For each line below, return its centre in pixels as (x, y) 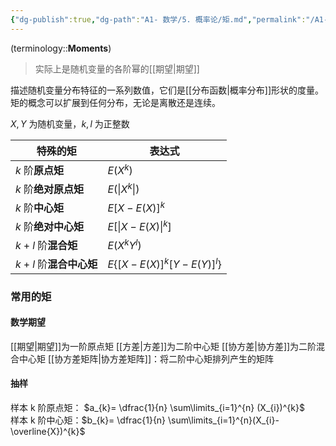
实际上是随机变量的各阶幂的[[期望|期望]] (117, 68)
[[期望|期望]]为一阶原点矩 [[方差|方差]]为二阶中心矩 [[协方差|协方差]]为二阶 (163, 346)
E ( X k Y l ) (124, 244)
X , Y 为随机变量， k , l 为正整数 (70, 123)
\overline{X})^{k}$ (48, 431)
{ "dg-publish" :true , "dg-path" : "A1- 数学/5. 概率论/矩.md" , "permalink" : (158, 19)
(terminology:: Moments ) (61, 48)
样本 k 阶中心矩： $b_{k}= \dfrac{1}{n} (88, 420)
